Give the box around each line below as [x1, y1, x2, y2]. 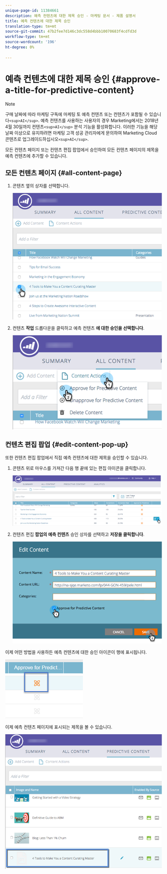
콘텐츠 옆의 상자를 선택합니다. [12, 183, 70, 189]
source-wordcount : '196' [5, 40, 57, 45]
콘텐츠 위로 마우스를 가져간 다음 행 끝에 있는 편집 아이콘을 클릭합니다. [12, 465, 147, 471]
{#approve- [111, 74, 161, 85]
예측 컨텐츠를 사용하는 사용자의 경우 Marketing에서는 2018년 [40, 117, 159, 123]
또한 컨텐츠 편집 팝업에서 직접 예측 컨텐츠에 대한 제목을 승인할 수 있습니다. [5, 454, 148, 460]
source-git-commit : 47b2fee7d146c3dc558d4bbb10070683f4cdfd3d [5, 29, 137, 34]
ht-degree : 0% [5, 45, 35, 50]
